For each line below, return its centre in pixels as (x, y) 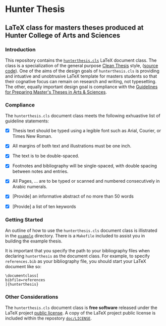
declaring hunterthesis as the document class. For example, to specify (78, 256)
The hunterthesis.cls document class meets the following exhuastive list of (83, 116)
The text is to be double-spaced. (46, 156)
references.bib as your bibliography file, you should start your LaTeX (76, 261)
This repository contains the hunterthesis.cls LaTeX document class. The (81, 60)
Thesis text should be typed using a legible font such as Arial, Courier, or (86, 131)
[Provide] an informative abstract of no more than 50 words (73, 196)
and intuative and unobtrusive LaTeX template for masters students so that (81, 76)
